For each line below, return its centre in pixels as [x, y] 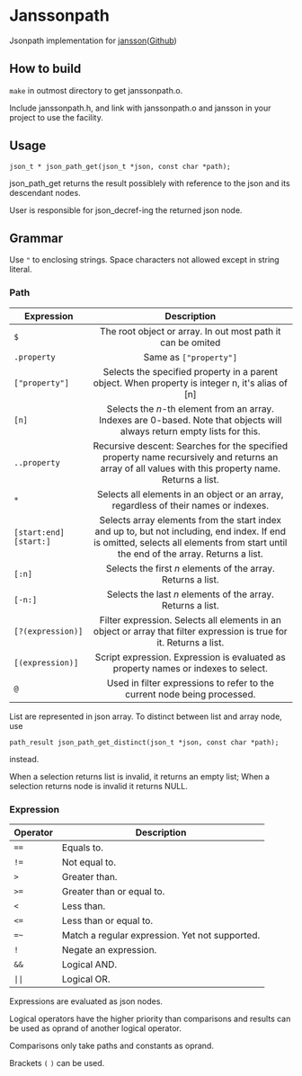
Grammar [36, 238]
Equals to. [83, 848]
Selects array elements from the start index [190, 520]
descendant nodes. [45, 192]
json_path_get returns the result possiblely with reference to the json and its [150, 183]
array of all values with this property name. [191, 468]
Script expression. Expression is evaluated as [190, 657]
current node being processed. [191, 694]
